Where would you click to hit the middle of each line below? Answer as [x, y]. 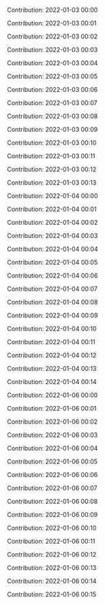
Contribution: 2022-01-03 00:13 [52, 182]
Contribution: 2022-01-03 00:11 [51, 156]
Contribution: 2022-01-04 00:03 [52, 235]
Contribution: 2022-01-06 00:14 [52, 581]
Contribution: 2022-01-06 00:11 [51, 541]
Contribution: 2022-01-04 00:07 [52, 289]
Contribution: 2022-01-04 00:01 [52, 209]
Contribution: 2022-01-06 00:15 [52, 594]
